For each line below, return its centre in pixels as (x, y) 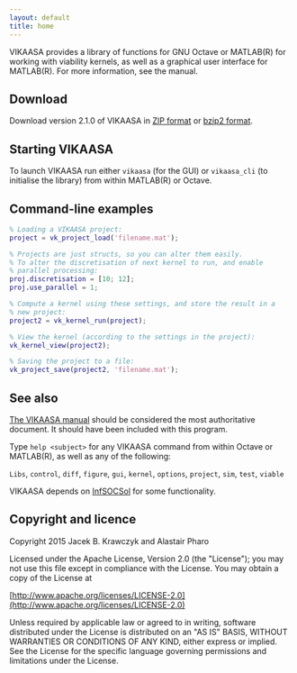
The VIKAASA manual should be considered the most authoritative (132, 419)
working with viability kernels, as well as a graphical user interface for (139, 61)
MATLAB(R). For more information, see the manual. (103, 71)
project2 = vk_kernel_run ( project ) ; (78, 321)
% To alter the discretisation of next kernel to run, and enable (136, 262)
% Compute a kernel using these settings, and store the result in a (143, 304)
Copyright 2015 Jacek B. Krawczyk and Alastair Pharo (109, 541)
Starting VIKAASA (62, 149)
